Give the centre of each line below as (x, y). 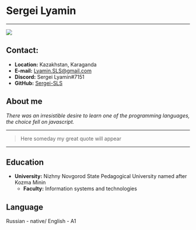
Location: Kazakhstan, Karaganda (56, 64)
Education (25, 162)
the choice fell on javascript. (40, 121)
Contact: (22, 50)
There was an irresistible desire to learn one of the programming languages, (98, 116)
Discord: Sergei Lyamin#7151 (49, 76)
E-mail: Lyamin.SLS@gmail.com (53, 71)
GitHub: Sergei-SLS (38, 83)
